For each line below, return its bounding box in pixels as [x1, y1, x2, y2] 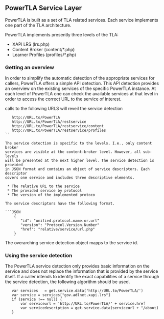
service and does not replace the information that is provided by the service [5, 268, 158, 274]
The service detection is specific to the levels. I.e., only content [5, 141, 152, 146]
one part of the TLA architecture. [5, 22, 71, 28]
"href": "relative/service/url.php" [20, 227, 95, 232]
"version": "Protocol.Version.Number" [20, 223, 99, 228]
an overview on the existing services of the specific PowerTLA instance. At [5, 86, 156, 91]
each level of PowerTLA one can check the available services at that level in [5, 91, 158, 97]
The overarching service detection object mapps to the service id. [5, 240, 138, 246]
